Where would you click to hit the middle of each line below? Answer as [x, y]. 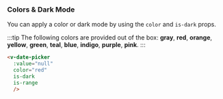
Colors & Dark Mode [41, 10]
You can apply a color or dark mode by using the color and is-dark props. [112, 25]
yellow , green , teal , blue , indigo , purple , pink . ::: [76, 45]
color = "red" [30, 70]
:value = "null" [33, 64]
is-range [26, 83]
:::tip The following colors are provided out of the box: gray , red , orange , [110, 38]
